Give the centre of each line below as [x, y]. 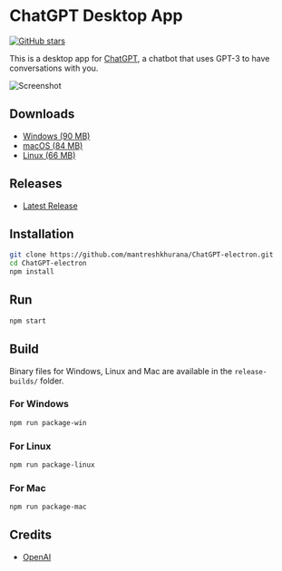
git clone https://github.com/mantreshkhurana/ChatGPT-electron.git [141, 255]
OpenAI [37, 556]
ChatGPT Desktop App [96, 16]
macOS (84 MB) [53, 145]
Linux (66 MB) [49, 155]
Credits [31, 535]
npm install [32, 272]
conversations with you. [54, 68]
